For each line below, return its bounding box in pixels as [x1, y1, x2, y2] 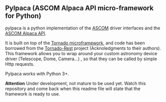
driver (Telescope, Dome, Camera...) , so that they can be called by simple [5, 56, 158, 62]
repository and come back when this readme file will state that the [5, 86, 141, 92]
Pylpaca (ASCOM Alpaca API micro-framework [5, 4, 154, 12]
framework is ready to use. [5, 91, 61, 97]
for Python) [5, 12, 41, 20]
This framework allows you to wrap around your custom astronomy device [5, 50, 158, 56]
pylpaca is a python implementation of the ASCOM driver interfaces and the [5, 25, 161, 31]
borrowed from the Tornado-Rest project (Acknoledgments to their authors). [5, 45, 162, 51]
